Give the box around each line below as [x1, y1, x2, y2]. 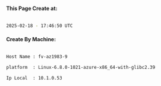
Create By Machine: [6, 35, 56, 42]
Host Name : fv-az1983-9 [6, 54, 68, 60]
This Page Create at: [6, 5, 58, 12]
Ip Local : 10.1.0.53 [6, 75, 62, 81]
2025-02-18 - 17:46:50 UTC [6, 23, 73, 29]
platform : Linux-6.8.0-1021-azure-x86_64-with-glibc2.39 [6, 65, 156, 71]
